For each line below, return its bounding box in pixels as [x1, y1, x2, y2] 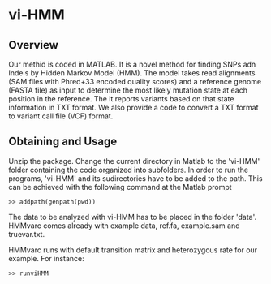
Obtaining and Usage [8, 135, 118, 148]
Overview [8, 38, 59, 52]
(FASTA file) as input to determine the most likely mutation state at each [8, 85, 247, 95]
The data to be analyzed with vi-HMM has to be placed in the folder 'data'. [8, 212, 257, 222]
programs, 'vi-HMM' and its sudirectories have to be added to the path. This [8, 173, 263, 183]
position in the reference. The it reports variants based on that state [8, 94, 234, 103]
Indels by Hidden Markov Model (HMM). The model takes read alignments [8, 68, 256, 78]
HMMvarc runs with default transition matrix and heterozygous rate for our [8, 245, 258, 255]
